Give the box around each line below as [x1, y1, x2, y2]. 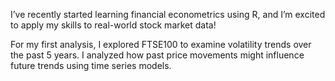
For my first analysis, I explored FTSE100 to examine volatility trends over [10, 39, 312, 50]
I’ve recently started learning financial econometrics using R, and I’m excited [10, 9, 326, 20]
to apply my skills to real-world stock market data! [10, 19, 217, 31]
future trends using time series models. [10, 60, 172, 71]
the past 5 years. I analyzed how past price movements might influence [10, 49, 305, 61]
